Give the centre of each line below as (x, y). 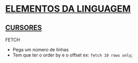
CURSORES (24, 28)
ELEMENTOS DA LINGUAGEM (68, 9)
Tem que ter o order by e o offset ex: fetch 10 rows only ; (73, 55)
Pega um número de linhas (41, 50)
